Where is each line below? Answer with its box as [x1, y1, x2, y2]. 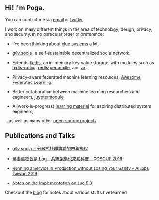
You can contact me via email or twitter [5, 17, 83, 22]
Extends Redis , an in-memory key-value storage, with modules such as [12, 59, 154, 65]
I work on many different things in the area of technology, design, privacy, [5, 26, 153, 32]
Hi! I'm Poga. [5, 4, 45, 12]
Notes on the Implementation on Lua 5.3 [12, 180, 92, 186]
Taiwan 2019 [12, 170, 38, 176]
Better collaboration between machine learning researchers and [12, 88, 140, 94]
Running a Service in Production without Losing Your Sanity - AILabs [12, 165, 149, 171]
